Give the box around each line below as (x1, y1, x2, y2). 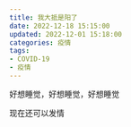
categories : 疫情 (9, 38, 72, 47)
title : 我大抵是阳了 (9, 13, 78, 22)
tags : (9, 47, 30, 55)
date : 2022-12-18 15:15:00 (9, 21, 110, 30)
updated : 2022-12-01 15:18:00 (9, 30, 123, 38)
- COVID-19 (9, 55, 50, 63)
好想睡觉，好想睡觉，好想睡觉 (9, 89, 119, 99)
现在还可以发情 (9, 107, 65, 118)
